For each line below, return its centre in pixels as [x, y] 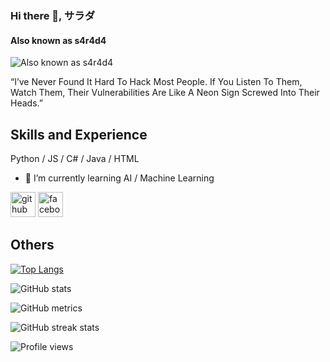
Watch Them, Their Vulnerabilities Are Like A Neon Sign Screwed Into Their [165, 93]
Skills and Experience [79, 134]
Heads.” [26, 103]
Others [32, 245]
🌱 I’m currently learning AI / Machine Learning [119, 178]
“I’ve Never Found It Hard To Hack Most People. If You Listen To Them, [156, 82]
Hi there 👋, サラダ [53, 15]
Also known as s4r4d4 [58, 40]
